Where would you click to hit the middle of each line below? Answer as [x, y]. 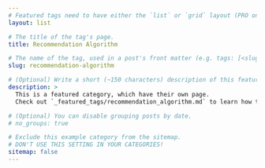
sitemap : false [33, 152]
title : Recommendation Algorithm [63, 44]
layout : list [30, 23]
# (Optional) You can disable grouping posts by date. [100, 116]
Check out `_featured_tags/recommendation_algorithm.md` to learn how [134, 102]
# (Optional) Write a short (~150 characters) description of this [121, 80]
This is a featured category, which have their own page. [113, 94]
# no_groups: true [38, 123]
